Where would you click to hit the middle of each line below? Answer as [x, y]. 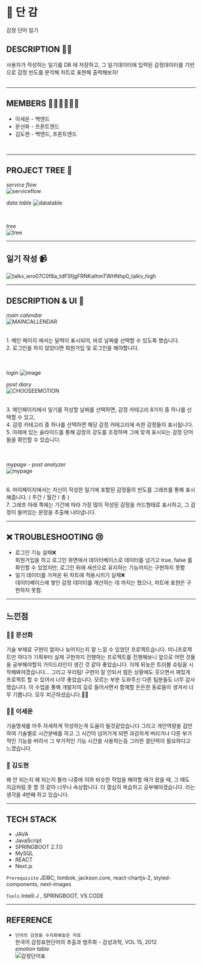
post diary [19, 384]
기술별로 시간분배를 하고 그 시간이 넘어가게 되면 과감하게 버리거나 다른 [99, 733]
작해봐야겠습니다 [26, 672]
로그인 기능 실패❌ [35, 552]
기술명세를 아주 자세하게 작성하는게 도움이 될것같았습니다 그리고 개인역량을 [94, 726]
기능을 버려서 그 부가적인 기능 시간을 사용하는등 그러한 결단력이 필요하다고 [104, 741]
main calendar [24, 315]
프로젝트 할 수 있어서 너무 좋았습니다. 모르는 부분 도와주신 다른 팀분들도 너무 [95, 679]
